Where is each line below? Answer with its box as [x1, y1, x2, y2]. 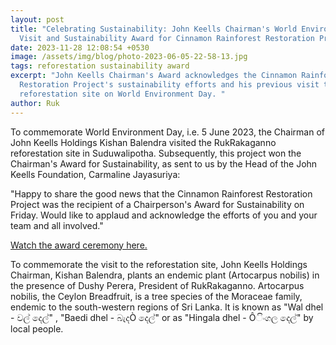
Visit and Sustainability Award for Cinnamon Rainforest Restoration [19, 33, 315, 43]
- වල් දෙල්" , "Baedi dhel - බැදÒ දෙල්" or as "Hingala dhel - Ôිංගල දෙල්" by [10, 311, 314, 323]
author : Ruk [10, 98, 60, 108]
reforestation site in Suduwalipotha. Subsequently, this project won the [10, 147, 302, 159]
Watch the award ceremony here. [10, 239, 148, 251]
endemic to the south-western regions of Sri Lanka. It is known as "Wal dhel [10, 301, 324, 313]
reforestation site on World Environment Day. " [19, 89, 226, 99]
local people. [10, 322, 64, 335]
